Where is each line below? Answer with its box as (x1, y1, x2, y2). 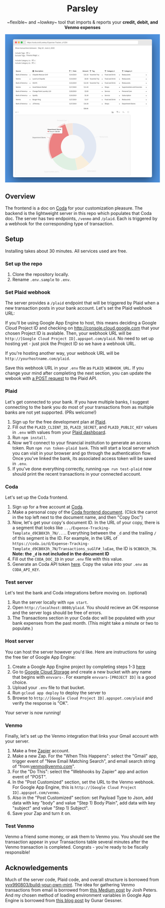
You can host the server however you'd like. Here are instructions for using (5, 649, 157, 655)
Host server (5, 638, 34, 644)
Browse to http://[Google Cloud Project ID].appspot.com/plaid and (12, 695, 153, 701)
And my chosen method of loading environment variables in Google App (5, 892, 151, 898)
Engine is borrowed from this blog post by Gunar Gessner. (5, 898, 123, 904)
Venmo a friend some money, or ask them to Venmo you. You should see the (5, 834, 160, 840)
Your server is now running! (5, 710, 61, 716)
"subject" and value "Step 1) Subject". (12, 805, 89, 811)
